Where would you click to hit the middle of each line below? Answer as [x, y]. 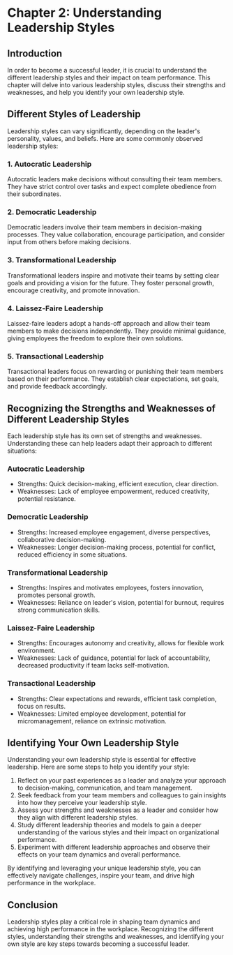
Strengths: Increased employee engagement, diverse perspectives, [114, 532]
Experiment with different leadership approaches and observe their [114, 847]
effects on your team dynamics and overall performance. [99, 855]
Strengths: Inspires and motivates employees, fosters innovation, [111, 588]
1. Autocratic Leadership [50, 164]
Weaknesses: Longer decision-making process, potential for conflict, [116, 547]
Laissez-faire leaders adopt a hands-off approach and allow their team [109, 323]
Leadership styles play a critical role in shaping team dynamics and [104, 922]
